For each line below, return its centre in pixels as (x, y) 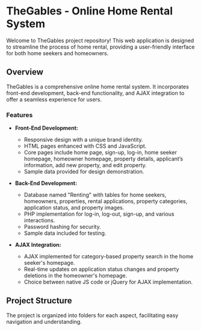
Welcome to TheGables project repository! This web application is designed (100, 40)
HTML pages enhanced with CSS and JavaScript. (85, 146)
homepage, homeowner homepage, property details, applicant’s (104, 159)
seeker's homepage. (49, 263)
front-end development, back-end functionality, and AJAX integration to (95, 93)
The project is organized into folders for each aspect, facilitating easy (92, 315)
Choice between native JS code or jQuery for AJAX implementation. (108, 282)
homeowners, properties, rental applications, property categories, (106, 201)
